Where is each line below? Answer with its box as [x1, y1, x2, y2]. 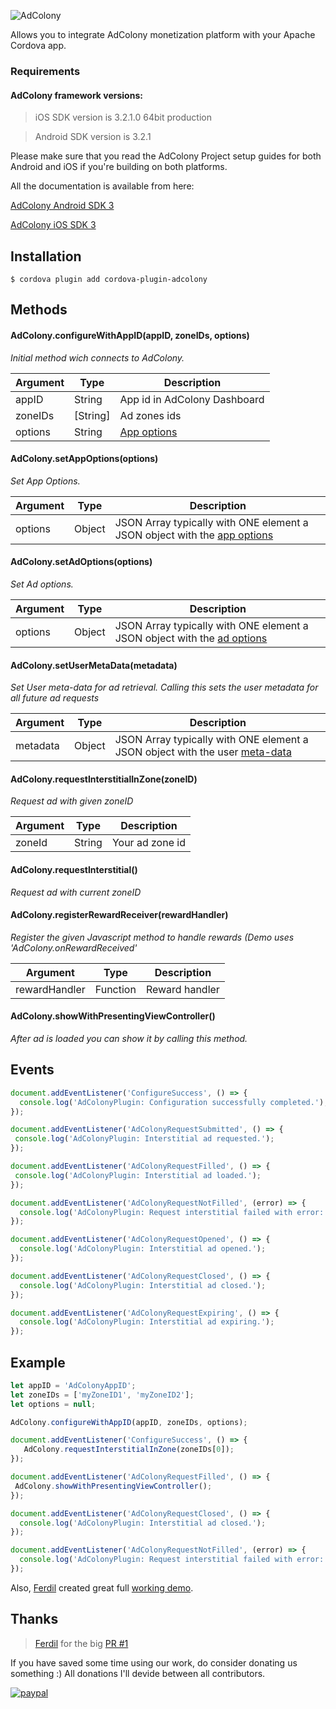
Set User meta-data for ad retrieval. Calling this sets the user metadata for [10, 681, 319, 694]
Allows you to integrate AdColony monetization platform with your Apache [10, 29, 316, 40]
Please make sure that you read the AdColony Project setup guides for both [10, 150, 322, 162]
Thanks [10, 1611, 59, 1628]
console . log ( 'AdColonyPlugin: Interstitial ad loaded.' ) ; [14, 1170, 262, 1180]
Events [10, 1061, 55, 1079]
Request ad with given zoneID [10, 795, 134, 807]
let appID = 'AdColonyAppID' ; [10, 1380, 137, 1390]
